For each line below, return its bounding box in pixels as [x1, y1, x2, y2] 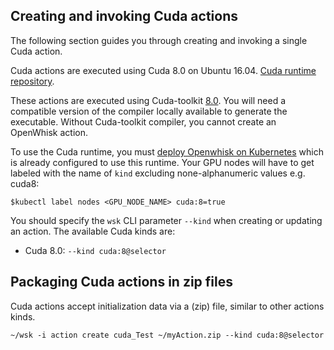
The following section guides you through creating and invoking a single [10, 34, 308, 46]
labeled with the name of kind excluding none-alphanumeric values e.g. [10, 167, 306, 179]
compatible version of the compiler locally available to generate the [10, 105, 288, 117]
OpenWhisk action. [10, 126, 89, 138]
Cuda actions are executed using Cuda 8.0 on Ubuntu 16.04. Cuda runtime [10, 64, 317, 76]
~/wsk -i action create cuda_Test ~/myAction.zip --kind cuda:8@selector [10, 330, 325, 340]
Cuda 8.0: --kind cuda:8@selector [24, 244, 167, 256]
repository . [10, 75, 55, 87]
